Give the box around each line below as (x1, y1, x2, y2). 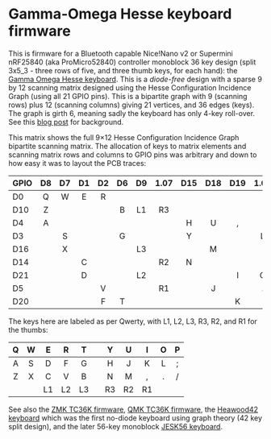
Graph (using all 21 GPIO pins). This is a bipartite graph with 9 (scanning (8, 91, 248, 101)
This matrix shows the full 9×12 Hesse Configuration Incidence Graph (8, 132, 240, 142)
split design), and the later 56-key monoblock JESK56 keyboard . (8, 421, 223, 431)
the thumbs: (8, 325, 48, 334)
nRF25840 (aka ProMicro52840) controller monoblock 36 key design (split (8, 57, 256, 67)
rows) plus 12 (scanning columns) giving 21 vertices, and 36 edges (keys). (8, 100, 255, 110)
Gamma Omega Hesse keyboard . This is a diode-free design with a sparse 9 (8, 74, 262, 84)
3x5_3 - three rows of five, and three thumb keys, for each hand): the (8, 65, 238, 75)
